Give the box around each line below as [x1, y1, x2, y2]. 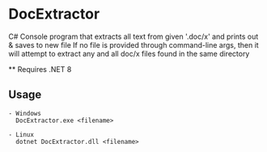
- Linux [8, 130, 35, 138]
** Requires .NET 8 [8, 64, 72, 74]
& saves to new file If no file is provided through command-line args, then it [8, 40, 259, 49]
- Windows [8, 109, 42, 117]
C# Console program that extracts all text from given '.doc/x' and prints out [8, 32, 259, 41]
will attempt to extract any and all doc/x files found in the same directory [8, 49, 250, 58]
